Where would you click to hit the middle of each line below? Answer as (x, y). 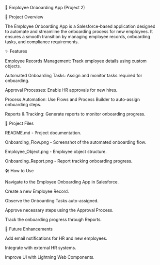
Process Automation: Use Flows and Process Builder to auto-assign (72, 99)
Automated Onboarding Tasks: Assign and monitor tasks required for (74, 75)
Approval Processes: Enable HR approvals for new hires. (61, 90)
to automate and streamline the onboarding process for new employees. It (79, 31)
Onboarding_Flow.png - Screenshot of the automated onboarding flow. (76, 142)
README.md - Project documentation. (43, 133)
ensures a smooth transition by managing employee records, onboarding (78, 37)
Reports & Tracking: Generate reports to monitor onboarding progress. (75, 114)
